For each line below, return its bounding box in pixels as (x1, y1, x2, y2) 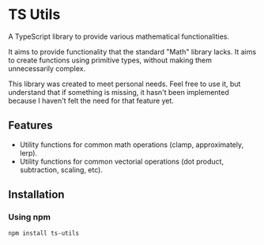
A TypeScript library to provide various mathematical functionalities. (8, 32, 230, 41)
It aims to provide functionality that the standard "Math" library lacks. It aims (8, 47, 257, 56)
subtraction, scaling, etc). (19, 164, 103, 175)
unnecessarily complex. (8, 63, 85, 73)
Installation (8, 188, 65, 202)
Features (8, 119, 53, 132)
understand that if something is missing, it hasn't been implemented (8, 87, 229, 96)
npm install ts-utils (8, 229, 80, 238)
